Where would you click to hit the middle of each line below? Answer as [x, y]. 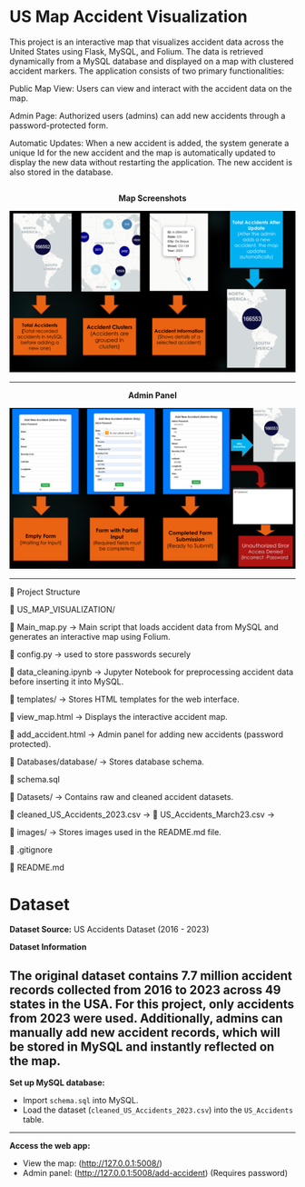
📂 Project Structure [45, 592]
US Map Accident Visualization [128, 17]
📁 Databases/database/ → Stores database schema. [107, 762]
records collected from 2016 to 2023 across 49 [145, 989]
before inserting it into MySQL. [67, 682]
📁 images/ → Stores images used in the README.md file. [116, 833]
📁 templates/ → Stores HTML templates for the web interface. [124, 699]
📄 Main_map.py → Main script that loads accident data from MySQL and [144, 627]
